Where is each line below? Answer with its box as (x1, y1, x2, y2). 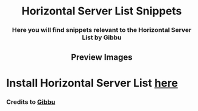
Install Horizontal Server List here (6, 76, 178, 90)
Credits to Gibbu (6, 98, 56, 106)
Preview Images (71, 52, 133, 62)
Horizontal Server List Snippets (21, 4, 182, 18)
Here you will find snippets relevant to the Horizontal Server (12, 26, 192, 34)
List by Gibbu (82, 33, 122, 42)
